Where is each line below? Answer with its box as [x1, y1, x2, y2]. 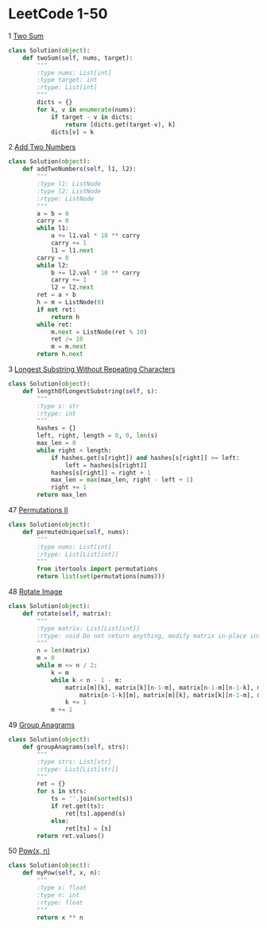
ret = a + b [37, 291, 77, 299]
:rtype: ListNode [37, 194, 94, 203]
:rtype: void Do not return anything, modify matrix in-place [37, 632, 247, 640]
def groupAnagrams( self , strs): [22, 743, 130, 751]
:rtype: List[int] [37, 84, 98, 92]
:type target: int [37, 76, 98, 84]
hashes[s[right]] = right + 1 [50, 469, 151, 477]
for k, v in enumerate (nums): [37, 105, 137, 114]
